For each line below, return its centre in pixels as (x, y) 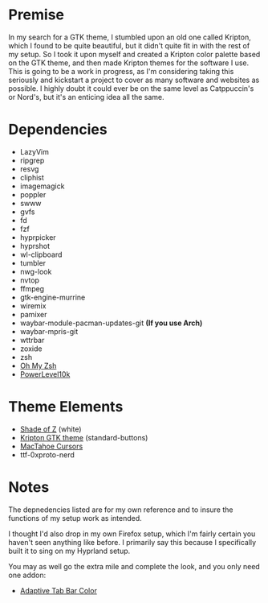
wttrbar (32, 340)
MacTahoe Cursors (51, 446)
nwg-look (36, 271)
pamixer (33, 314)
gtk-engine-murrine (53, 297)
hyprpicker (38, 237)
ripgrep (32, 160)
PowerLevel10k (45, 374)
